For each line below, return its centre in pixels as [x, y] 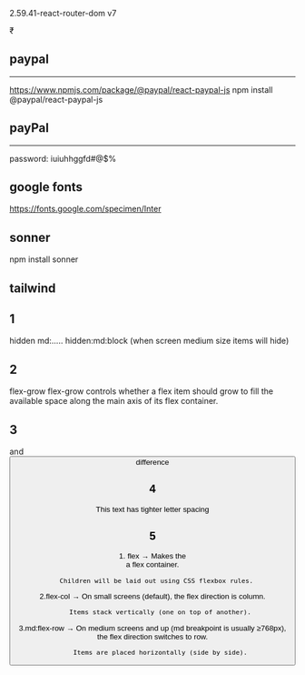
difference [152, 463]
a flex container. [152, 564]
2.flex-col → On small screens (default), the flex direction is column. [152, 596]
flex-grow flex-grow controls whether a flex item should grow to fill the [142, 391]
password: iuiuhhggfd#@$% [63, 158]
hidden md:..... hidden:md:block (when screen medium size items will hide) [149, 341]
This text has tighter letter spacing [152, 509]
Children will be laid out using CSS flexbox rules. [157, 580]
